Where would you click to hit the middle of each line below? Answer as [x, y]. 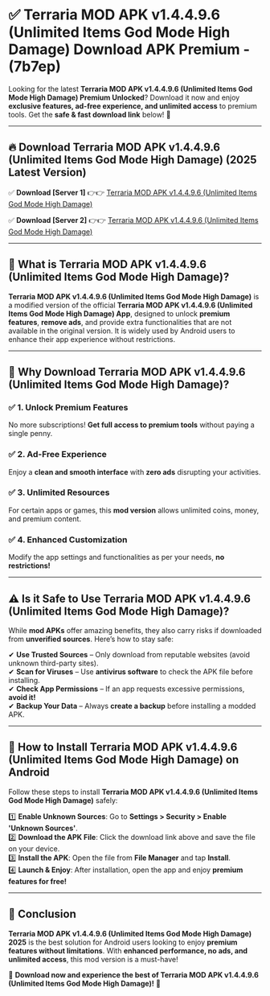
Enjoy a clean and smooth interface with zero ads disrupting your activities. [135, 471]
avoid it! [22, 697]
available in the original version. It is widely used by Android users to [122, 331]
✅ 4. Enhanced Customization [68, 539]
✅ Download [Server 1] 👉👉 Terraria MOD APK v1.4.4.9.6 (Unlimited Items [133, 192]
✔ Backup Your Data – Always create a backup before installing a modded [132, 706]
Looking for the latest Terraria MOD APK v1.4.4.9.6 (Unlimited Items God [131, 88]
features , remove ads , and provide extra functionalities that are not [120, 322]
